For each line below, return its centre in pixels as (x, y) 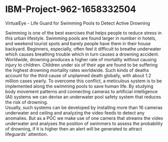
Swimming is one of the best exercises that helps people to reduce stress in (83, 33)
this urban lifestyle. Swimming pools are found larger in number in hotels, (81, 38)
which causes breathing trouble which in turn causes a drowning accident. (82, 54)
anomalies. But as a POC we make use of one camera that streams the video (84, 118)
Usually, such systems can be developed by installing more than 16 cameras (84, 107)
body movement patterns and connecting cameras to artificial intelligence (81, 91)
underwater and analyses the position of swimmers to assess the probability (84, 123)
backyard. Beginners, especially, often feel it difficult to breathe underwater (83, 49)
